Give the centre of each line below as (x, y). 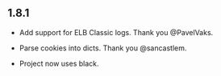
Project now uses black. (59, 63)
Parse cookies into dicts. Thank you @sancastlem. (103, 48)
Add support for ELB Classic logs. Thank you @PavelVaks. (116, 32)
